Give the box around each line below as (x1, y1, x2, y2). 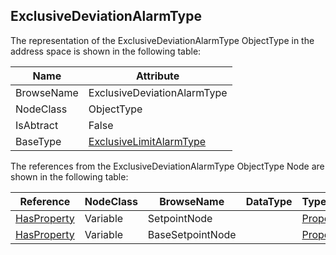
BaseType (15, 134, 62, 148)
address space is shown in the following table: (10, 45, 202, 57)
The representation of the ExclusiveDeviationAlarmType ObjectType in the (10, 34, 315, 46)
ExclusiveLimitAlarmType (88, 134, 207, 148)
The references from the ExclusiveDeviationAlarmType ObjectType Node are (10, 160, 325, 172)
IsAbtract (15, 118, 59, 132)
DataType (245, 194, 293, 208)
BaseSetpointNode (147, 227, 237, 241)
